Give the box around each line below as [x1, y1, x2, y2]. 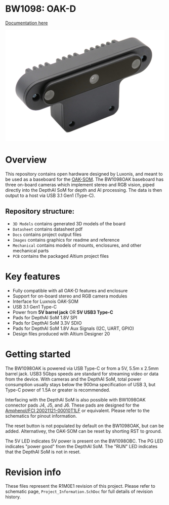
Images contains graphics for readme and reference [12, 237, 120, 243]
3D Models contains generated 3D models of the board [12, 220, 125, 226]
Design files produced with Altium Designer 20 [12, 330, 110, 336]
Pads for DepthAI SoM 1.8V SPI [12, 314, 77, 320]
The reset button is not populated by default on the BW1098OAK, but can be [5, 422, 164, 429]
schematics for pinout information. [5, 413, 77, 419]
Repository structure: [5, 207, 75, 216]
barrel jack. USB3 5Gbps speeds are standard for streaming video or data [5, 371, 159, 377]
